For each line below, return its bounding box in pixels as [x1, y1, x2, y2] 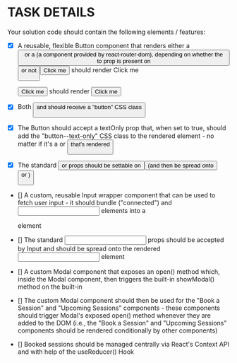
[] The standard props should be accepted [17, 236, 224, 244]
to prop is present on [97, 57, 151, 64]
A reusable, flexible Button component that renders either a [17, 41, 190, 50]
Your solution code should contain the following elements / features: [7, 28, 206, 36]
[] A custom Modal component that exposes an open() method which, [17, 267, 220, 276]
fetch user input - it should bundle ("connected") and [17, 199, 173, 207]
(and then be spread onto [147, 162, 214, 170]
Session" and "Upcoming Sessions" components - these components [17, 304, 221, 312]
